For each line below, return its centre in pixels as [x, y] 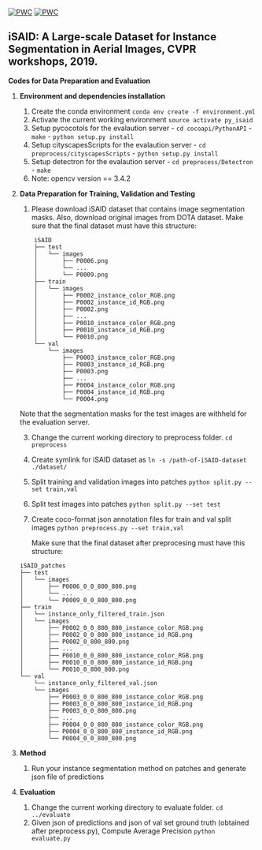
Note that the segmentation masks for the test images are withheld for [133, 414]
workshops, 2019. [53, 62]
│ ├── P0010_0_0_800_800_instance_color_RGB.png [111, 655]
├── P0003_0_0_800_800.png [92, 710]
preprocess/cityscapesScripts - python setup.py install [125, 153]
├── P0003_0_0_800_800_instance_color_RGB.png [126, 697]
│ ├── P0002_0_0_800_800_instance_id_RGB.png [106, 635]
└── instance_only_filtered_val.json [96, 683]
